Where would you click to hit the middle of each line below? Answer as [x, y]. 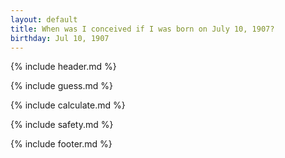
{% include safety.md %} [62, 125]
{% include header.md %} [63, 67]
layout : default [44, 19]
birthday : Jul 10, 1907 [60, 38]
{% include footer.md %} [61, 144]
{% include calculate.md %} [68, 105]
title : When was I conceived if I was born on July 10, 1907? [142, 29]
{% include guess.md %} [61, 86]
